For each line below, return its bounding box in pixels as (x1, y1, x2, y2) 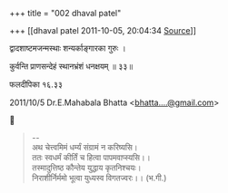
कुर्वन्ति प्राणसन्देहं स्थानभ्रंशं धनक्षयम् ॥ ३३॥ (9, 61, 134, 72)
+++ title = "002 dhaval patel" (9, 8, 122, 18)
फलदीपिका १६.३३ (9, 79, 64, 90)
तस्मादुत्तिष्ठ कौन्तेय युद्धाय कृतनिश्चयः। (31, 162, 143, 173)
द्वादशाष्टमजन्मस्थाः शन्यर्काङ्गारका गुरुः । (9, 43, 126, 53)
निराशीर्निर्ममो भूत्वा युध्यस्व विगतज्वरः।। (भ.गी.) (31, 172, 167, 183)
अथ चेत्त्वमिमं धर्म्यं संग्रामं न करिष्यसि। (31, 142, 138, 152)
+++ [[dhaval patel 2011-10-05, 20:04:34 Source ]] (9, 25, 197, 35)
